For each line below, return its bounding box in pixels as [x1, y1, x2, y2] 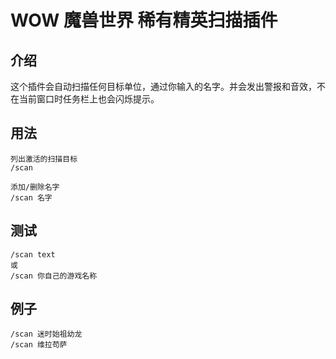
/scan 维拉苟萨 [10, 340, 68, 350]
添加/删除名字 [10, 182, 60, 192]
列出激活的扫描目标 [10, 154, 78, 164]
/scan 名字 [10, 192, 53, 203]
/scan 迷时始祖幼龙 [10, 329, 83, 340]
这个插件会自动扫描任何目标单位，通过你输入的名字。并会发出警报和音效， [10, 81, 317, 92]
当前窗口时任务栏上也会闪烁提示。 [18, 93, 160, 105]
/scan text [10, 249, 56, 260]
